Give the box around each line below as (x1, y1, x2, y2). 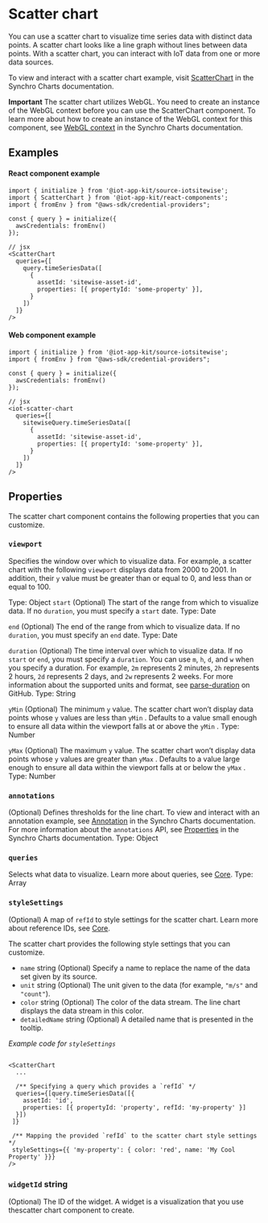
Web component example (8, 330, 97, 340)
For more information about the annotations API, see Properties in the (8, 825, 240, 835)
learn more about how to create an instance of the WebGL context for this (8, 114, 253, 123)
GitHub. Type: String (8, 688, 76, 698)
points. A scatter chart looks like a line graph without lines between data (8, 39, 248, 49)
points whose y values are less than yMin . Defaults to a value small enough (8, 712, 258, 722)
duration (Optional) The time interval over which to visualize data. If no (8, 645, 243, 655)
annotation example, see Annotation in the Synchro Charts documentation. (8, 816, 256, 826)
